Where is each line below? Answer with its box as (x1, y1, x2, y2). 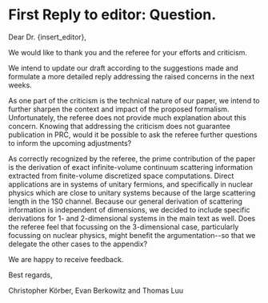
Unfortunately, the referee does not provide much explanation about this (8, 112, 246, 122)
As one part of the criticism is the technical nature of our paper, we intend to (8, 95, 260, 105)
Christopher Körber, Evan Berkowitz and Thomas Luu (8, 285, 184, 295)
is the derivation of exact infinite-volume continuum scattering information (8, 162, 254, 172)
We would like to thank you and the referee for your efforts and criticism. (8, 47, 248, 57)
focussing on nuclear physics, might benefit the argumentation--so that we (8, 230, 256, 240)
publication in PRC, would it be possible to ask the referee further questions (8, 130, 258, 139)
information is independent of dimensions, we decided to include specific (8, 204, 250, 214)
